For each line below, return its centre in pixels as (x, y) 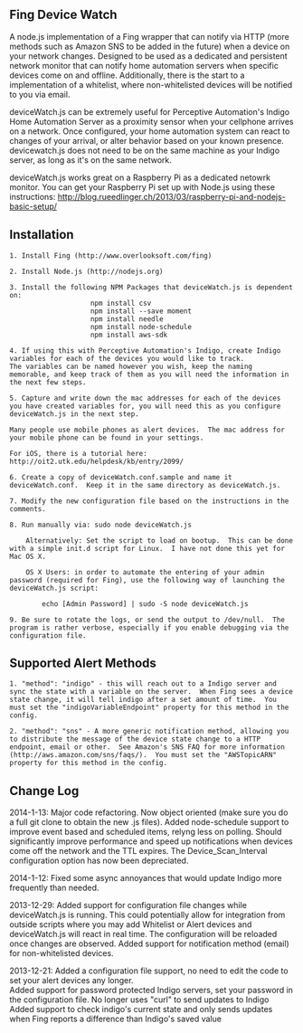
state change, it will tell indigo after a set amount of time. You (143, 700)
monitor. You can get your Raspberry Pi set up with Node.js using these (142, 187)
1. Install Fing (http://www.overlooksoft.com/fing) (111, 256)
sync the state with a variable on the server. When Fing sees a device (151, 692)
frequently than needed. (54, 888)
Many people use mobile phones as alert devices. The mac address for (147, 430)
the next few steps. (48, 382)
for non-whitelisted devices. (62, 953)
